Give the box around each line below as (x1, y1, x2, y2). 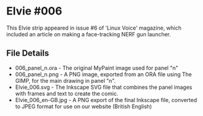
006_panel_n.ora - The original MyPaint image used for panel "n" (15, 64, 178, 71)
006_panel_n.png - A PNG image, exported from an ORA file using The (15, 71, 193, 78)
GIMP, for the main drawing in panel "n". (15, 77, 116, 84)
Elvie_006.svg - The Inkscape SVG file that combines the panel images (15, 83, 193, 91)
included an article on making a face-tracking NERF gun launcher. (6, 30, 171, 37)
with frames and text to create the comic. (15, 89, 119, 97)
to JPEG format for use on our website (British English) (15, 103, 152, 110)
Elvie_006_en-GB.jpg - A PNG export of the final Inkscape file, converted (15, 96, 198, 103)
